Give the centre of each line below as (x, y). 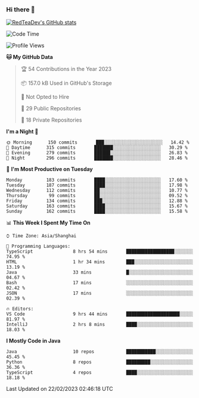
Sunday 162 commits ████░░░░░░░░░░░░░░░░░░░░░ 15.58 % (97, 212)
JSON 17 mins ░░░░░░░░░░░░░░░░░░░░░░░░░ (100, 293)
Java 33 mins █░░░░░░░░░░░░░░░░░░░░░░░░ (100, 273)
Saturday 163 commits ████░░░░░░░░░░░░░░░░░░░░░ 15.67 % (97, 206)
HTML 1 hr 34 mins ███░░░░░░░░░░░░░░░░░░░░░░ (100, 262)
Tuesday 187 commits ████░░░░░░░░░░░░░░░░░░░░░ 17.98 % (97, 185)
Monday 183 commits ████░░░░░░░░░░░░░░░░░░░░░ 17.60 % (97, 180)
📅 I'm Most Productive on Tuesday (50, 169)
